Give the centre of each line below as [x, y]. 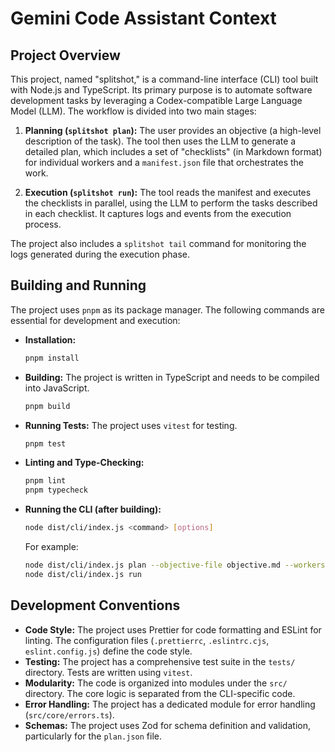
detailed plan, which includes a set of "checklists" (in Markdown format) [173, 151]
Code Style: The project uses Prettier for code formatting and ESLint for [173, 629]
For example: [51, 547]
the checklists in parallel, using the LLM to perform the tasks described [171, 203]
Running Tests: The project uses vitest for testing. [131, 425]
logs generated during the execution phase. [100, 254]
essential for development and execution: [95, 320]
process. [43, 224]
